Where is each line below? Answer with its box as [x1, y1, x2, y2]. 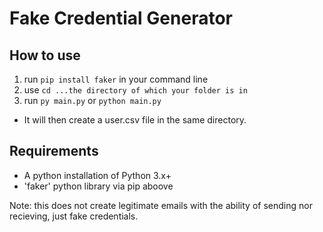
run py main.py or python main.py [23, 95, 162, 106]
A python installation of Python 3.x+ [23, 169, 172, 181]
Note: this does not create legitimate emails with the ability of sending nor [9, 199, 313, 211]
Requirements [9, 143, 99, 160]
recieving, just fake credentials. [9, 210, 139, 222]
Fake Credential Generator [9, 7, 233, 30]
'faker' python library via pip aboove [23, 180, 174, 192]
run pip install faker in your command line [23, 73, 209, 85]
